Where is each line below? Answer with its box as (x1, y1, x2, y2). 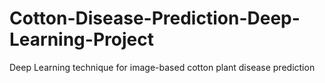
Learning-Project (9, 28, 154, 51)
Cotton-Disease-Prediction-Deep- (9, 7, 301, 30)
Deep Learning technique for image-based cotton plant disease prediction (9, 61, 316, 73)
